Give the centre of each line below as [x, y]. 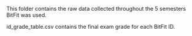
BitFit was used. [27, 15]
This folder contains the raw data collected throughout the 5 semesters [96, 9]
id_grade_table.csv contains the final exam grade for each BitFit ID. [91, 27]
